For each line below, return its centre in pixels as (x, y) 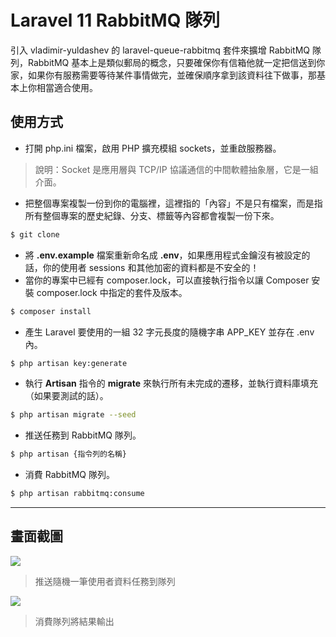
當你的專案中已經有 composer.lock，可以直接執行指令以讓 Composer (167, 280)
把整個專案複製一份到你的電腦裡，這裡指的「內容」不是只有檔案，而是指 (173, 203)
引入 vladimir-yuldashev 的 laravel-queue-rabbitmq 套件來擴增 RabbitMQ (160, 50)
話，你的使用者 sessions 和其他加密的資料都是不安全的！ (142, 267)
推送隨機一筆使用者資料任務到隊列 (105, 581)
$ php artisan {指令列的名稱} (68, 454)
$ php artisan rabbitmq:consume (77, 494)
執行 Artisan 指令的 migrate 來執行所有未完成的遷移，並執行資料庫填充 (171, 383)
